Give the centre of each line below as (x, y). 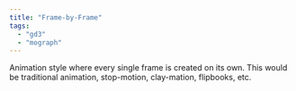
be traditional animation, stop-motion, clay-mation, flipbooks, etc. (130, 78)
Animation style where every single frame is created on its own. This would (148, 68)
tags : (19, 26)
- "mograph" (40, 42)
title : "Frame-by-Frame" (56, 17)
